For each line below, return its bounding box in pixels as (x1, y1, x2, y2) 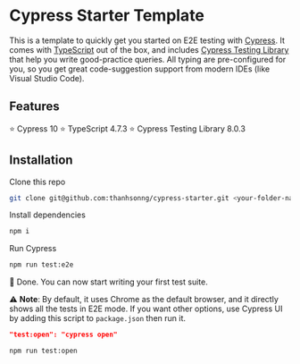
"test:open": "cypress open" (9, 330, 118, 340)
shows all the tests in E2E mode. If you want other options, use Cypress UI (9, 303, 283, 314)
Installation (9, 153, 73, 168)
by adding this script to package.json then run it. (9, 313, 186, 324)
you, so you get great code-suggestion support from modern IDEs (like (9, 63, 271, 74)
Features (9, 99, 60, 114)
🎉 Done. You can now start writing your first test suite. (9, 276, 208, 287)
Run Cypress (9, 243, 57, 254)
